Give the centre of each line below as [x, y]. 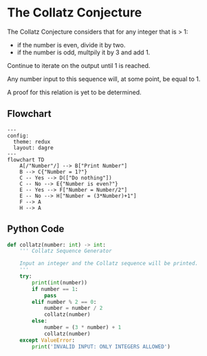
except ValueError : [47, 340]
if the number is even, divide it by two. [71, 45]
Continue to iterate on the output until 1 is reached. [79, 65]
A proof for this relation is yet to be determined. [75, 92]
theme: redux [32, 142]
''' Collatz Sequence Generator [66, 251]
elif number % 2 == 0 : [64, 302]
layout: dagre [33, 148]
